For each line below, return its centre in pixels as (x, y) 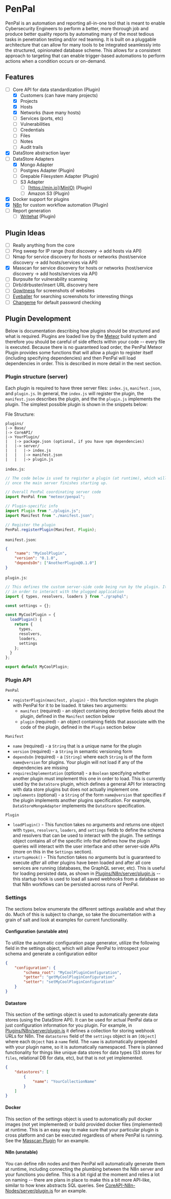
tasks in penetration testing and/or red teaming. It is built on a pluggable (81, 39)
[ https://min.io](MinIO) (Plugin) (60, 188)
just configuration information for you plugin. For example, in (69, 1025)
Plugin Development (38, 318)
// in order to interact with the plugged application (65, 592)
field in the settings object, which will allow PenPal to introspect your (77, 948)
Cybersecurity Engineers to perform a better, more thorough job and (77, 28)
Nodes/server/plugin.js (29, 1191)
